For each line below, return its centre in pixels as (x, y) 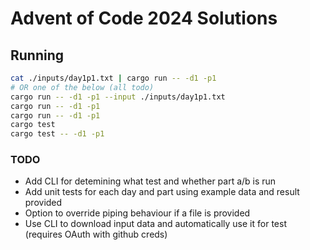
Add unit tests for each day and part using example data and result (162, 192)
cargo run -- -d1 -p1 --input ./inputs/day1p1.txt (118, 97)
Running (37, 55)
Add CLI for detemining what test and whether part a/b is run (150, 181)
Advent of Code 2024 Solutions (144, 18)
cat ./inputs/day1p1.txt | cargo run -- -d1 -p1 (113, 78)
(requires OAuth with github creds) (96, 234)
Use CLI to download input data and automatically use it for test (155, 224)
